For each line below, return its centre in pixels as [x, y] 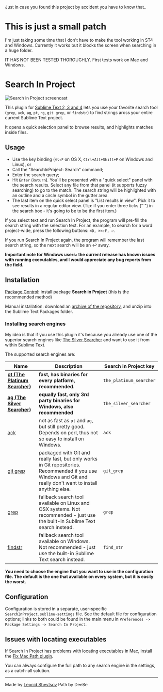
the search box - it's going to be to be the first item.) [64, 211]
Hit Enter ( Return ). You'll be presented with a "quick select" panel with [82, 180]
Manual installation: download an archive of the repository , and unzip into [78, 306]
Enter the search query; [36, 175]
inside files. [16, 132]
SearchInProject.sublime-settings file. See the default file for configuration [81, 614]
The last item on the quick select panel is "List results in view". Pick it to [83, 200]
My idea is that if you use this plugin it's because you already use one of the [81, 334]
